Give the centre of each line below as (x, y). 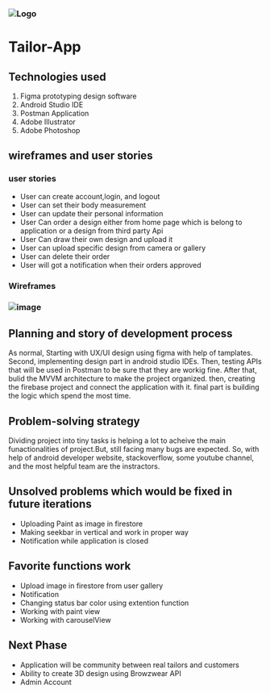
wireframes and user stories (81, 156)
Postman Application (54, 113)
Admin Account (46, 682)
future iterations (50, 504)
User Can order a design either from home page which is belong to (131, 222)
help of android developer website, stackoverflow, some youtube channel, (131, 458)
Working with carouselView (65, 620)
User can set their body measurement (83, 205)
